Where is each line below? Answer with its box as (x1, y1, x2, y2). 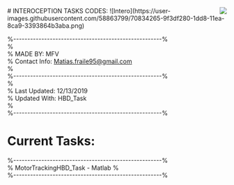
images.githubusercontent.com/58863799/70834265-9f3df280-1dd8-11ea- (7, 14, 225, 22)
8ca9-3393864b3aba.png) (7, 22, 85, 30)
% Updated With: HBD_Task (7, 94, 87, 102)
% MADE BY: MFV (7, 50, 59, 58)
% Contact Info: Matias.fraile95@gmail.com (7, 57, 132, 65)
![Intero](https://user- (109, 7, 171, 15)
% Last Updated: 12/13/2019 (7, 87, 88, 95)
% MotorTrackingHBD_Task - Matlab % (7, 163, 119, 172)
